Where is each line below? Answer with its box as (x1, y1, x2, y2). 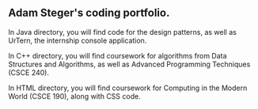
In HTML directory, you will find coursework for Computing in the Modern (8, 83, 248, 92)
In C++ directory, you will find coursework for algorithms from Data (8, 51, 227, 60)
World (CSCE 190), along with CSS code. (8, 91, 141, 101)
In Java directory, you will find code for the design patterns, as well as (8, 27, 237, 36)
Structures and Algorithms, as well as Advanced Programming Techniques (8, 59, 251, 69)
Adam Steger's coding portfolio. (8, 6, 170, 20)
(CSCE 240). (8, 67, 50, 77)
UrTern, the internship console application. (8, 36, 147, 45)
